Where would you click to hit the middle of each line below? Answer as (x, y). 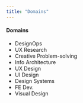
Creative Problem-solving (46, 56)
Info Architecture (35, 62)
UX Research (31, 49)
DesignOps (28, 43)
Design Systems (35, 81)
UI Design (27, 75)
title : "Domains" (28, 11)
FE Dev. (24, 87)
